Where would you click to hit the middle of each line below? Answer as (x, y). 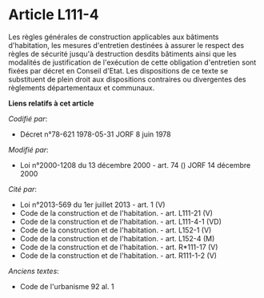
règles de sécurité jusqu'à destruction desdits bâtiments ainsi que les (123, 54)
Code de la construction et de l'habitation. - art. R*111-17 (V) (119, 247)
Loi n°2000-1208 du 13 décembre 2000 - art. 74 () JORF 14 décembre (135, 165)
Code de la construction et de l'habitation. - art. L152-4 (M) (117, 238)
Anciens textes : (34, 271)
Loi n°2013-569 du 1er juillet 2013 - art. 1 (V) (92, 205)
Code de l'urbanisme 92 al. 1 (67, 286)
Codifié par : (28, 118)
